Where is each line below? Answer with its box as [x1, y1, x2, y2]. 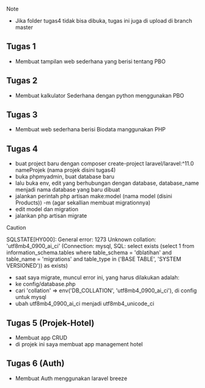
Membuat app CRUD [15, 334, 67, 341]
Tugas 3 [6, 110, 38, 120]
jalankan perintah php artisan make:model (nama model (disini [15, 193, 173, 200]
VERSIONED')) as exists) [6, 262, 69, 270]
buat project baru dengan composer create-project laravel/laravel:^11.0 [15, 160, 194, 168]
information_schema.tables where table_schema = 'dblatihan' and [6, 249, 173, 257]
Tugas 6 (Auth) [6, 359, 65, 369]
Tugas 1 [6, 41, 36, 52]
